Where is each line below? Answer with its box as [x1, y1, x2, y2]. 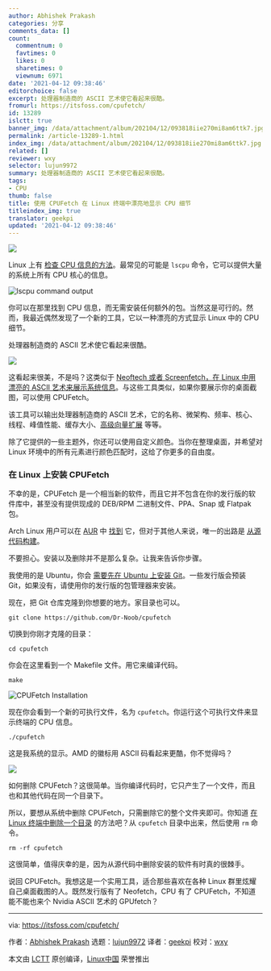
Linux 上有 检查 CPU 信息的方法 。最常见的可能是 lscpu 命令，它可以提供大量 [8, 260, 262, 270]
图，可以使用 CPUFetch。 [8, 393, 94, 402]
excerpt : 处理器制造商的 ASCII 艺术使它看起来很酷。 [8, 94, 169, 102]
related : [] [8, 147, 48, 155]
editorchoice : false [8, 86, 78, 95]
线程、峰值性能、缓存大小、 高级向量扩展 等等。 [8, 420, 166, 430]
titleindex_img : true [8, 206, 81, 215]
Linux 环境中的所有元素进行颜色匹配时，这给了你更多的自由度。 [8, 447, 219, 456]
